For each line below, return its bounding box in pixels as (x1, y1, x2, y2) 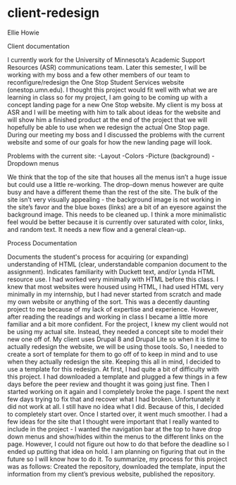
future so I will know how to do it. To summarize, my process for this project (7, 455, 228, 463)
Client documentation (7, 42, 70, 50)
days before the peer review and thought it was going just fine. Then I (7, 379, 210, 388)
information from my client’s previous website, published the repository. (7, 469, 216, 478)
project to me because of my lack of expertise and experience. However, (7, 305, 218, 313)
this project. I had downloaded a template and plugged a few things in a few (7, 372, 228, 381)
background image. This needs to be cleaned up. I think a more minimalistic (7, 210, 227, 219)
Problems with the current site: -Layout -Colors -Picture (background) (7, 152, 211, 160)
